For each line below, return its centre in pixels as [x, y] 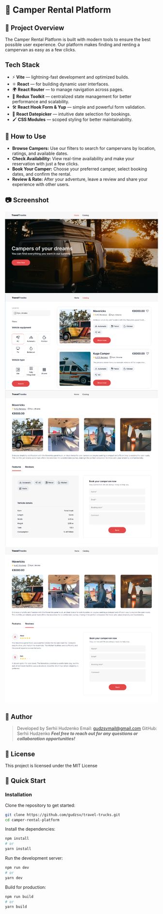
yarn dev [14, 878]
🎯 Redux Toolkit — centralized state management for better [72, 96]
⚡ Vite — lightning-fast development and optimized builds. [71, 77]
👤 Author [19, 717]
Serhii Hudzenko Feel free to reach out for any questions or [77, 734]
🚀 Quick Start [25, 781]
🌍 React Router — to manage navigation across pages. [68, 89]
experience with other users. [41, 184]
